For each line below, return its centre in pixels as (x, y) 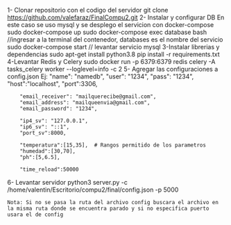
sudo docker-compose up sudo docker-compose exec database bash (107, 32)
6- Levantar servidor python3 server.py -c (68, 182)
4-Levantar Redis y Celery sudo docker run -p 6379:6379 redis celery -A (111, 61)
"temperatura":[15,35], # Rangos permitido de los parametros (113, 145)
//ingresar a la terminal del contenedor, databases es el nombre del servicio (115, 40)
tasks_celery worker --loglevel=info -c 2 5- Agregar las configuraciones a (113, 69)
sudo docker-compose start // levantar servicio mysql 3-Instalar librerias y (113, 47)
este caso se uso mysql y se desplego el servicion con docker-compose (111, 25)
